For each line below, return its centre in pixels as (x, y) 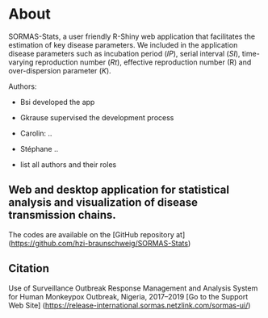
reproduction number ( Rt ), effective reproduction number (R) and (143, 62)
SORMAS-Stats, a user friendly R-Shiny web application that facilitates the (132, 36)
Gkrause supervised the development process (97, 117)
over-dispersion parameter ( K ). (60, 70)
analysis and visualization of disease (103, 203)
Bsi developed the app (57, 102)
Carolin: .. (36, 133)
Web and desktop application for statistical (119, 190)
